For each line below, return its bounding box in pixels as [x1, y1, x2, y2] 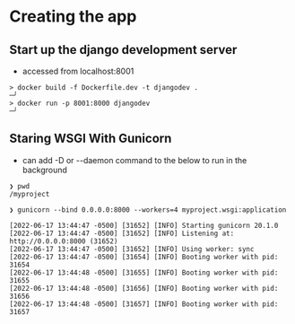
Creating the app [9, 6, 137, 27]
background [22, 164, 67, 175]
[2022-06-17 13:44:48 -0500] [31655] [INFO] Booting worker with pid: [9, 267, 279, 277]
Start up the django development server [9, 42, 238, 57]
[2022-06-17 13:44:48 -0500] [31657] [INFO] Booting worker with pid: [9, 299, 279, 309]
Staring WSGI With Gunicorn [9, 131, 172, 146]
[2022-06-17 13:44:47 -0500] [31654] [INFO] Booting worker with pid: [9, 252, 279, 261]
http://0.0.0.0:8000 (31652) [9, 236, 118, 246]
